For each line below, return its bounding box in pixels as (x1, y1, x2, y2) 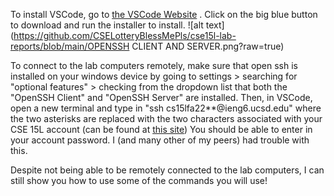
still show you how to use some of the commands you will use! (10, 175, 268, 186)
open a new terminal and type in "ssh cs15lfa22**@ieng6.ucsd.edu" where (10, 102, 322, 114)
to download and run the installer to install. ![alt (10, 19, 204, 31)
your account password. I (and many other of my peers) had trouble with (10, 134, 310, 146)
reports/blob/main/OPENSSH (10, 40, 130, 52)
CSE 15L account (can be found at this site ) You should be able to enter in (10, 124, 313, 135)
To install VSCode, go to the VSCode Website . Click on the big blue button (10, 9, 318, 20)
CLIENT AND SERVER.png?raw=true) (131, 40, 285, 52)
